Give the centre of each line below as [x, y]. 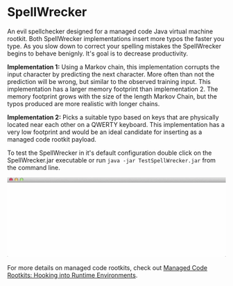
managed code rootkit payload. [52, 139]
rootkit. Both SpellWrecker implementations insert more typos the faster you [116, 38]
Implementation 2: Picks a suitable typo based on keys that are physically [113, 117]
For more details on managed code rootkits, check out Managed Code [107, 267]
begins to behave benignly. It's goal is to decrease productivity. [98, 53]
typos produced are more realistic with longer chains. [84, 103]
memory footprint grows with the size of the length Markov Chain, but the [112, 96]
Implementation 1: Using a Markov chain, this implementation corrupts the [113, 67]
